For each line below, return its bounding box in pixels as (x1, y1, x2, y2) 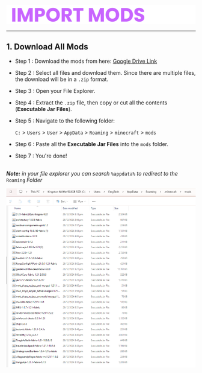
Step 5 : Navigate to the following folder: (14, 117, 115, 124)
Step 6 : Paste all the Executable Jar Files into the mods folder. (14, 141, 168, 148)
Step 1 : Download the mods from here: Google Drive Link (14, 57, 158, 65)
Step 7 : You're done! (14, 152, 67, 159)
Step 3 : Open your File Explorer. (14, 88, 96, 95)
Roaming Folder (6, 176, 43, 183)
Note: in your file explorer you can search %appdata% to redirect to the (6, 170, 179, 177)
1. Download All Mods (6, 42, 88, 52)
